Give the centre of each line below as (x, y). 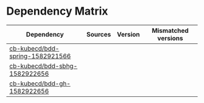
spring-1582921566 (40, 56)
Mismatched (170, 30)
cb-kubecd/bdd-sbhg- (43, 66)
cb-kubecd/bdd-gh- (40, 83)
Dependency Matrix (57, 11)
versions (170, 38)
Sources (99, 34)
